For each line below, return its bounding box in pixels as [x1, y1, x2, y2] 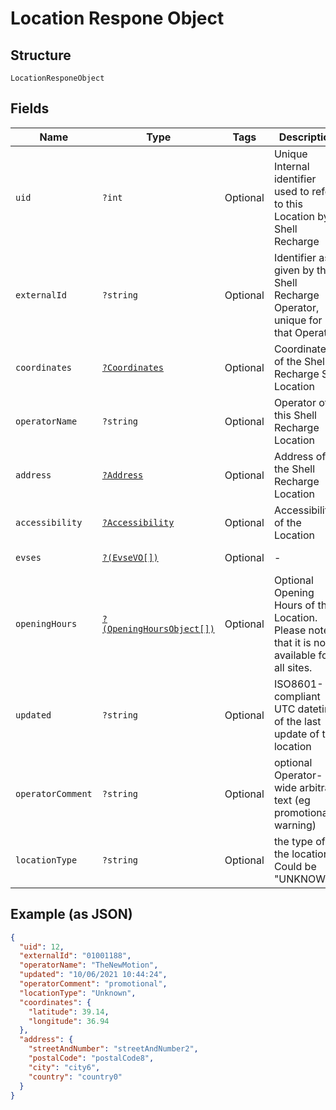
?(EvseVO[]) [101, 552, 159, 563]
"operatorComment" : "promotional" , [19, 979, 168, 989]
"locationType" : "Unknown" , [19, 988, 137, 998]
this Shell [273, 408, 317, 422]
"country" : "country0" [28, 1072, 123, 1082]
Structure [10, 47, 72, 64]
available [273, 648, 317, 662]
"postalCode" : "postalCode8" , [28, 1053, 155, 1063]
